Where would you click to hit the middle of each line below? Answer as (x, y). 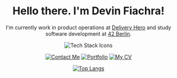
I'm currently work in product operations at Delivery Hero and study (88, 27)
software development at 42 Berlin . (88, 33)
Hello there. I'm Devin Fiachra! (88, 11)
